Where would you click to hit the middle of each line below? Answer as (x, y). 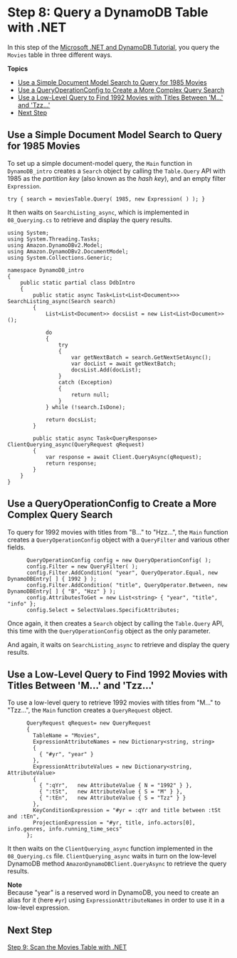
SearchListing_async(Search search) (62, 301)
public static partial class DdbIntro (78, 283)
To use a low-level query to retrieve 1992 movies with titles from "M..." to (114, 702)
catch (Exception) (85, 382)
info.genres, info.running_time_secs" (65, 829)
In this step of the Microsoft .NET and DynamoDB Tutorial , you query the (114, 47)
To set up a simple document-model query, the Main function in (100, 163)
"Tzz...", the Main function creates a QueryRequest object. (90, 710)
